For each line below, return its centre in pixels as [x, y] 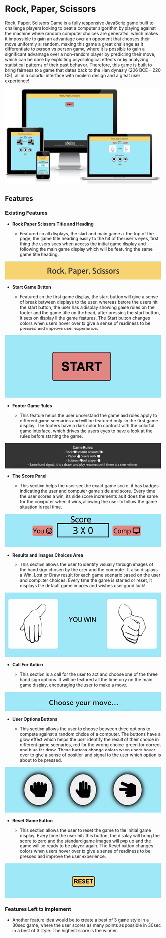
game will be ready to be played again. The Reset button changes [86, 846]
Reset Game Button [33, 820]
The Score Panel [29, 476]
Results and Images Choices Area [47, 555]
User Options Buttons [35, 719]
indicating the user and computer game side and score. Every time [87, 491]
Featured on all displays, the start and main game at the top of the [87, 233]
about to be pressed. [41, 760]
